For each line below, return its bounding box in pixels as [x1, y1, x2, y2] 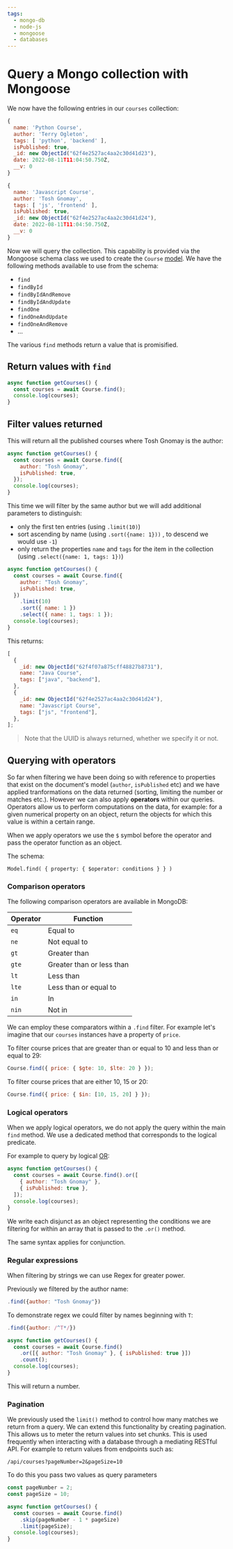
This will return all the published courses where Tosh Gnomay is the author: [7, 436, 224, 445]
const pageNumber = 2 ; [7, 1484, 73, 1491]
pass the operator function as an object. [7, 838, 122, 847]
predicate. [7, 1139, 37, 1147]
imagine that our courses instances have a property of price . [7, 1030, 181, 1039]
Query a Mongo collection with [7, 66, 189, 82]
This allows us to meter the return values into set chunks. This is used [7, 1430, 207, 1439]
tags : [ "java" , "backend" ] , [19, 676, 101, 683]
